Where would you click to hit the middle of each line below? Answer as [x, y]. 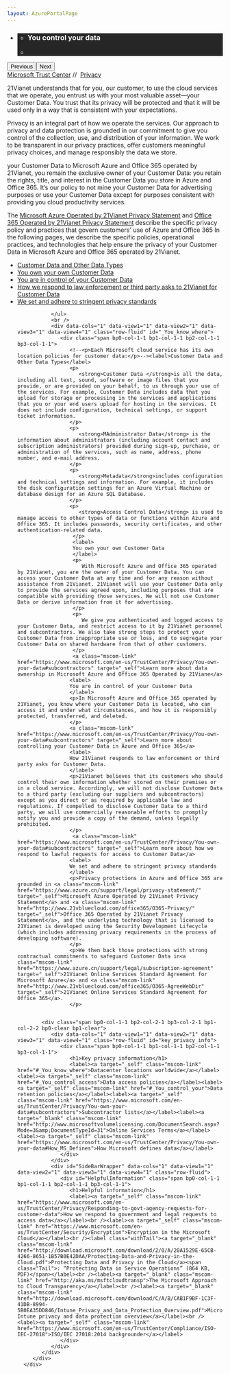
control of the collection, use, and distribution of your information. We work [113, 137]
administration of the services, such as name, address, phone [109, 452]
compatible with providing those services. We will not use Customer [118, 596]
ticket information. [46, 416]
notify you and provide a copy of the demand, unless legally [107, 818]
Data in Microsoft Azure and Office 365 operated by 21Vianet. [94, 252]
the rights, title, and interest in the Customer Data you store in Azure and [109, 180]
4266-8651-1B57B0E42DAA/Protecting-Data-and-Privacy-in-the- [106, 1256]
